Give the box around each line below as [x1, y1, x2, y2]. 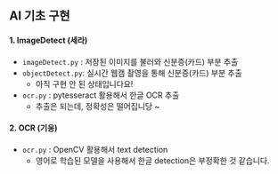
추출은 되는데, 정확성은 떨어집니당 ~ [35, 100, 160, 111]
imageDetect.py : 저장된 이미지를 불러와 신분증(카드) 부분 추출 [21, 56, 239, 67]
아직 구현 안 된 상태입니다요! [35, 78, 134, 89]
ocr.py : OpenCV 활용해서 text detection [21, 144, 168, 154]
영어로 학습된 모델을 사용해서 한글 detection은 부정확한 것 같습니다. [35, 154, 270, 166]
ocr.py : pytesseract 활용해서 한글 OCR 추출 [21, 90, 180, 100]
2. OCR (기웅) [9, 123, 58, 133]
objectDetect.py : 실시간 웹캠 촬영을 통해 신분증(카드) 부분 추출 [21, 67, 242, 78]
